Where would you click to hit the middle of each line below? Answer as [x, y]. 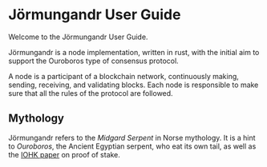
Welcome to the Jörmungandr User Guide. [78, 37]
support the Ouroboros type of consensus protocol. [93, 61]
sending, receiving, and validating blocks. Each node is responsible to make [133, 85]
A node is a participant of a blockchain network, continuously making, [123, 76]
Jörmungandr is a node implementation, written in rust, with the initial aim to [134, 52]
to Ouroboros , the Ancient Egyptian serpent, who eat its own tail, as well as [132, 146]
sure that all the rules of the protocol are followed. [91, 93]
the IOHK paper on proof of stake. [64, 154]
